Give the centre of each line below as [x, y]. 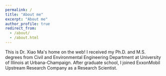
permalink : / [19, 10]
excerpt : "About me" [27, 19]
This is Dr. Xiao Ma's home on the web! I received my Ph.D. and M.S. [76, 52]
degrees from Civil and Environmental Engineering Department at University [83, 57]
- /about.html [24, 38]
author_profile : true [28, 24]
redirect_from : [21, 28]
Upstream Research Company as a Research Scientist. [61, 67]
